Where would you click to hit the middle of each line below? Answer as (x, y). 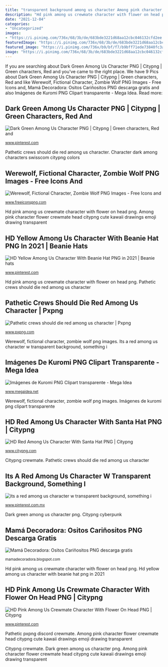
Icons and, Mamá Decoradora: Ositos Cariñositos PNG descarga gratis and (82, 87)
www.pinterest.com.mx (25, 505)
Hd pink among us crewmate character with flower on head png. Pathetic (80, 282)
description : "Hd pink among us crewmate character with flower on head (82, 15)
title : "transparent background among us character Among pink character (84, 10)
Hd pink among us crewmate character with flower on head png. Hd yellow (82, 569)
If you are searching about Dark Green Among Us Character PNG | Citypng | (83, 66)
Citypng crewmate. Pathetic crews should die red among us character (77, 460)
